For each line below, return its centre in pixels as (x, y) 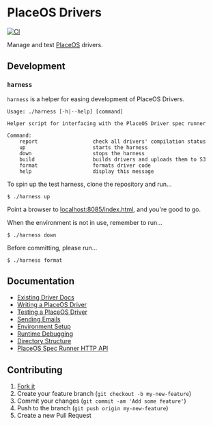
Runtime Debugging (45, 334)
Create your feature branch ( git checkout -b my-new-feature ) (104, 394)
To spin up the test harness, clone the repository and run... (89, 184)
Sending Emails (39, 319)
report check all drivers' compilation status (113, 142)
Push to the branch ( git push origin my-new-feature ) (93, 408)
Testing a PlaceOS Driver (52, 312)
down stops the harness (82, 153)
